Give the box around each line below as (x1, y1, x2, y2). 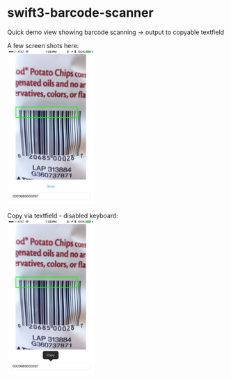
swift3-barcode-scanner (7, 5, 154, 21)
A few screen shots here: (7, 41, 79, 50)
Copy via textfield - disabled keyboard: (7, 211, 118, 220)
